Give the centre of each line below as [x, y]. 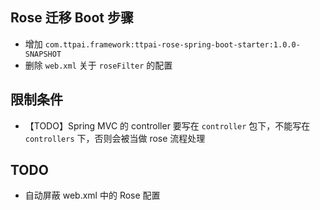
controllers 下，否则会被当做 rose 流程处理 [115, 138]
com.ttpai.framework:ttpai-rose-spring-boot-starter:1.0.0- [172, 44]
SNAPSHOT [43, 54]
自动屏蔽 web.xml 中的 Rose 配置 [92, 195]
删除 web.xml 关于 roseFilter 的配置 [98, 65]
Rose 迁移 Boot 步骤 [72, 18]
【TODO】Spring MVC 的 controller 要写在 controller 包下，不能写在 [167, 125]
